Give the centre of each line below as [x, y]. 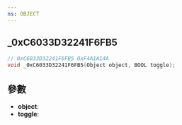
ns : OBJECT [23, 14]
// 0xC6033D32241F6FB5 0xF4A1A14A [58, 59]
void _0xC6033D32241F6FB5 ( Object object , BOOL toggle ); [91, 65]
